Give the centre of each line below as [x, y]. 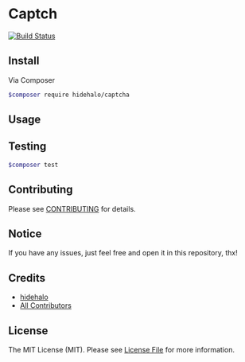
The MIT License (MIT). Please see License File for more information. [121, 349]
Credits [27, 278]
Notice [25, 234]
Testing [27, 147]
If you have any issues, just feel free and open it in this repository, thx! [123, 253]
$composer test [33, 165]
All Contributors [45, 306]
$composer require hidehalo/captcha [69, 95]
